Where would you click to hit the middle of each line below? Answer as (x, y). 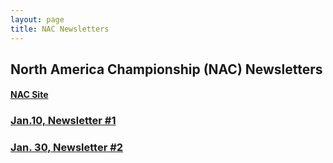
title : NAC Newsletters (60, 29)
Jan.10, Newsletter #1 (63, 121)
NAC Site (29, 95)
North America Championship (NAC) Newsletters (166, 69)
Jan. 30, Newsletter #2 (67, 148)
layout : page (37, 19)
